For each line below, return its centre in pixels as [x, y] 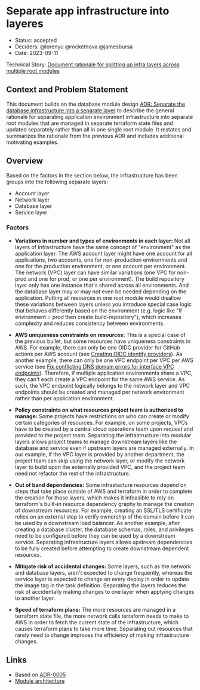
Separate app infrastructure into [88, 11]
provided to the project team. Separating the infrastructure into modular [103, 435]
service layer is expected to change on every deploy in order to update [102, 579]
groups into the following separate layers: [57, 182]
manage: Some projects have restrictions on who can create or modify [102, 416]
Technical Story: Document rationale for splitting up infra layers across [93, 65]
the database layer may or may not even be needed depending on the [101, 292]
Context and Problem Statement [67, 90]
